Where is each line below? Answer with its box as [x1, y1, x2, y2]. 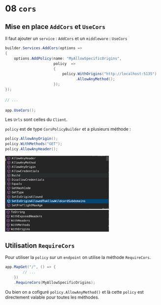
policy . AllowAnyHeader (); [5, 147, 58, 152]
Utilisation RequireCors [5, 241, 75, 250]
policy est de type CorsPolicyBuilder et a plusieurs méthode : [5, 126, 131, 132]
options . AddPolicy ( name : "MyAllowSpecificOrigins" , [14, 56, 122, 61]
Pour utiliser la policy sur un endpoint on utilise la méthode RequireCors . [5, 254, 151, 260]
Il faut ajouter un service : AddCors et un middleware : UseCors [5, 35, 128, 41]
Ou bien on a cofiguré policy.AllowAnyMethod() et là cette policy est [5, 289, 144, 295]
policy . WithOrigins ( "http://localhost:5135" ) [62, 72, 157, 77]
